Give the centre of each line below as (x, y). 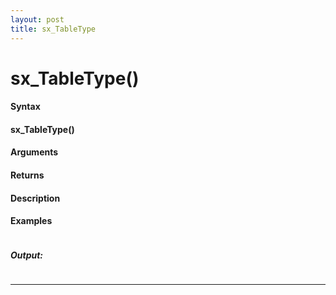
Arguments (34, 152)
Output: (27, 255)
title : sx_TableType (53, 29)
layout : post (37, 19)
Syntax (25, 107)
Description (35, 198)
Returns (27, 175)
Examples (31, 221)
